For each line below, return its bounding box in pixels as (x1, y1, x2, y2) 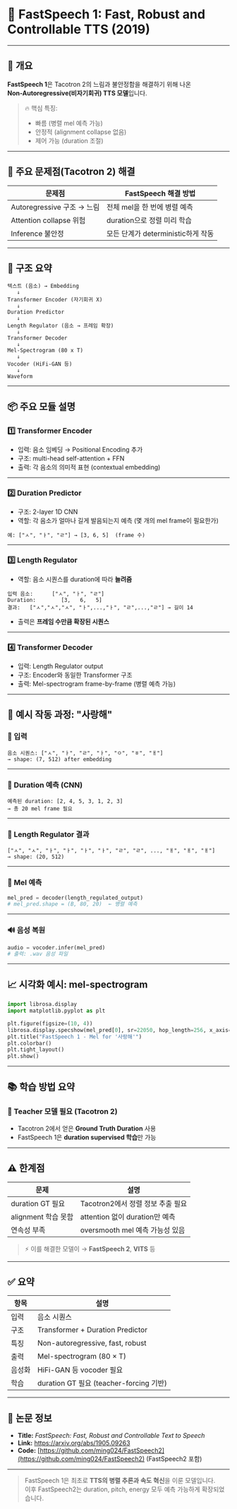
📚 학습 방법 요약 (7, 1081, 75, 1093)
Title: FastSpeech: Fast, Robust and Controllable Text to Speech (17, 1431, 205, 1440)
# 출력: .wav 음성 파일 (7, 951, 68, 958)
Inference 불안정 (11, 229, 64, 239)
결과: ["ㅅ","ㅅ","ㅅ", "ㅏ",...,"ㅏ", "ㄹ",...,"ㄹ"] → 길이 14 (7, 603, 194, 611)
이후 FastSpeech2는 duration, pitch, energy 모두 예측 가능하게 (24, 1485, 200, 1493)
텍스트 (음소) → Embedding (7, 282, 80, 290)
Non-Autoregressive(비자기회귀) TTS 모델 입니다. (7, 88, 147, 97)
